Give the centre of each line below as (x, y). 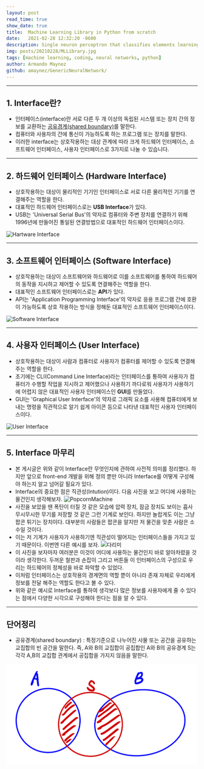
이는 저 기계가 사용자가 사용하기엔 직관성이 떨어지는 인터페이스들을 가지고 (102, 537)
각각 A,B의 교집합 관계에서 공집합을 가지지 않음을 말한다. (82, 655)
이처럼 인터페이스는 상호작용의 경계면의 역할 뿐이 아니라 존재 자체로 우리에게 (105, 575)
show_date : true (27, 26)
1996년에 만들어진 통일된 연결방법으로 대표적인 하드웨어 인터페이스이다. (100, 222)
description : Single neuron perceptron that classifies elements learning (103, 45)
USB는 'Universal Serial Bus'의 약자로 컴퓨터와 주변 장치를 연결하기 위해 (101, 215)
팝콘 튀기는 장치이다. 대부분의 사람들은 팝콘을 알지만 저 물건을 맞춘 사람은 (102, 522)
